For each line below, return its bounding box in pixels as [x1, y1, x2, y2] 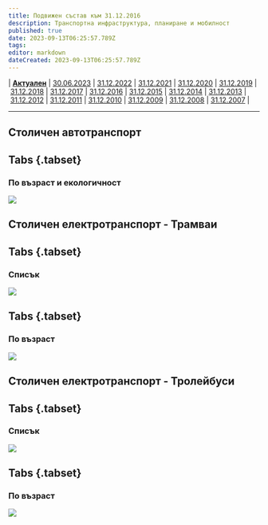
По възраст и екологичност [8, 177, 121, 188]
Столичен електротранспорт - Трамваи [8, 217, 218, 232]
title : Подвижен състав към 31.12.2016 [8, 11, 141, 20]
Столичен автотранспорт [8, 125, 142, 140]
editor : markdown [8, 49, 66, 57]
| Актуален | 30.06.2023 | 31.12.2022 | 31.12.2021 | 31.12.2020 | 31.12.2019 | [8, 78, 258, 88]
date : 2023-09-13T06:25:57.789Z [8, 34, 116, 42]
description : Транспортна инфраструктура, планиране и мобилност [8, 19, 230, 27]
